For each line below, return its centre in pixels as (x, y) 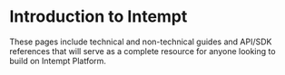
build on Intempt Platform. (58, 61)
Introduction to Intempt (98, 17)
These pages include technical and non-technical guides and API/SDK (141, 42)
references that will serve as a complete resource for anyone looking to (142, 51)
